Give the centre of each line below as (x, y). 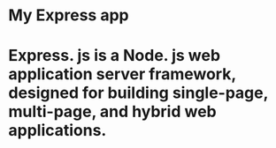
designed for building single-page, (138, 93)
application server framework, (122, 74)
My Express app (69, 15)
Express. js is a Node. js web (115, 56)
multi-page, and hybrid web (113, 112)
